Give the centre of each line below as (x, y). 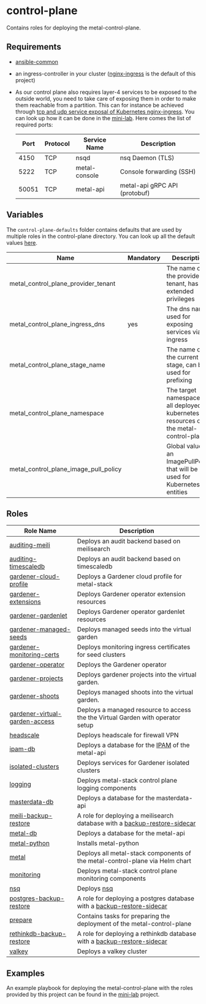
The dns (178, 308)
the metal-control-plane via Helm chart (134, 861)
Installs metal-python (108, 843)
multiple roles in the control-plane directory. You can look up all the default (101, 236)
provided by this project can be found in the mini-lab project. (83, 995)
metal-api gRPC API (149, 185)
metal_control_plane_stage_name (57, 364)
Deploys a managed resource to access (134, 710)
